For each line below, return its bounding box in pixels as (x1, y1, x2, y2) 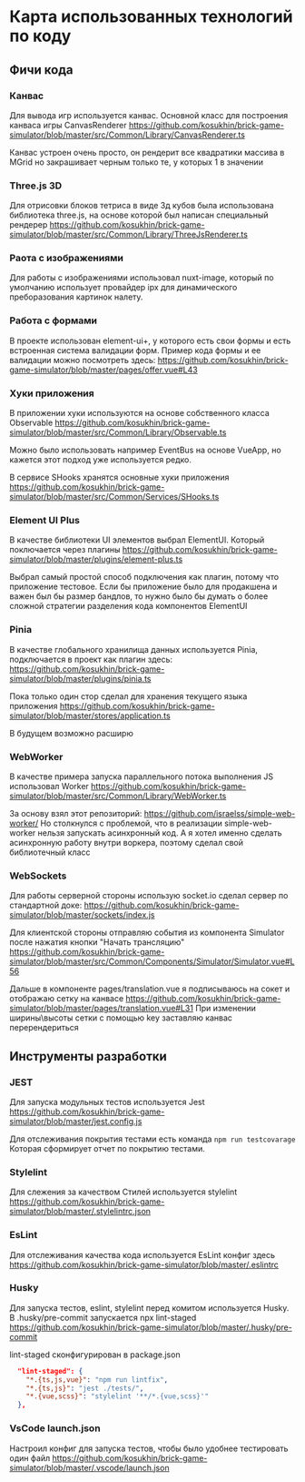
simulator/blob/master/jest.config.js (9, 1115, 143, 1126)
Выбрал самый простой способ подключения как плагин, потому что (9, 572, 280, 583)
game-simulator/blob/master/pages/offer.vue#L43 (9, 364, 198, 375)
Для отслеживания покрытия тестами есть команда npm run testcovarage (9, 1133, 296, 1144)
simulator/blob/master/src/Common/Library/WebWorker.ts (9, 790, 227, 801)
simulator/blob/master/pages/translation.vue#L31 (9, 1003, 193, 1014)
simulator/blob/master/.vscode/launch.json (9, 1462, 170, 1473)
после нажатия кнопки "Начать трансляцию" (9, 937, 185, 948)
